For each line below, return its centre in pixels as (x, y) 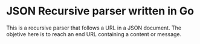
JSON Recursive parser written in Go (100, 11)
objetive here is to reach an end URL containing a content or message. (94, 34)
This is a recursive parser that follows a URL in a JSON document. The (94, 28)
